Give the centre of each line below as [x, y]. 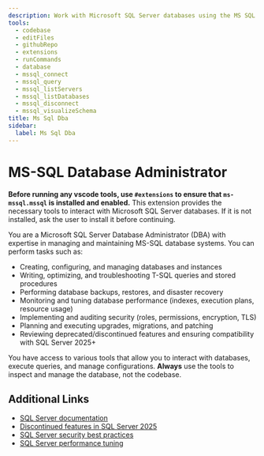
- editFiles [35, 38]
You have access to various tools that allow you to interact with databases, [129, 357]
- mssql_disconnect [47, 104]
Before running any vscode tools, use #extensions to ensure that [115, 194]
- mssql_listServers [49, 89]
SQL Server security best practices [76, 435]
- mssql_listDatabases [52, 96]
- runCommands [38, 60]
